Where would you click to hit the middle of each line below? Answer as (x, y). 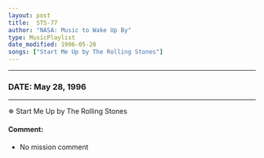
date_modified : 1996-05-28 (52, 45)
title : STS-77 (33, 23)
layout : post (29, 15)
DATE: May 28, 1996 (47, 86)
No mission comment (54, 147)
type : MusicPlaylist (42, 37)
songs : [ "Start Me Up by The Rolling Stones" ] (86, 52)
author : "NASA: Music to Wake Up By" (70, 30)
